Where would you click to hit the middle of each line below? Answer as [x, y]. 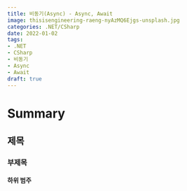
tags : [15, 40]
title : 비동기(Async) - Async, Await [60, 14]
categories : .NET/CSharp [43, 27]
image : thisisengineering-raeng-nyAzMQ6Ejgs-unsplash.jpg [93, 20]
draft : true [25, 79]
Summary [36, 113]
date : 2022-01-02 [33, 33]
